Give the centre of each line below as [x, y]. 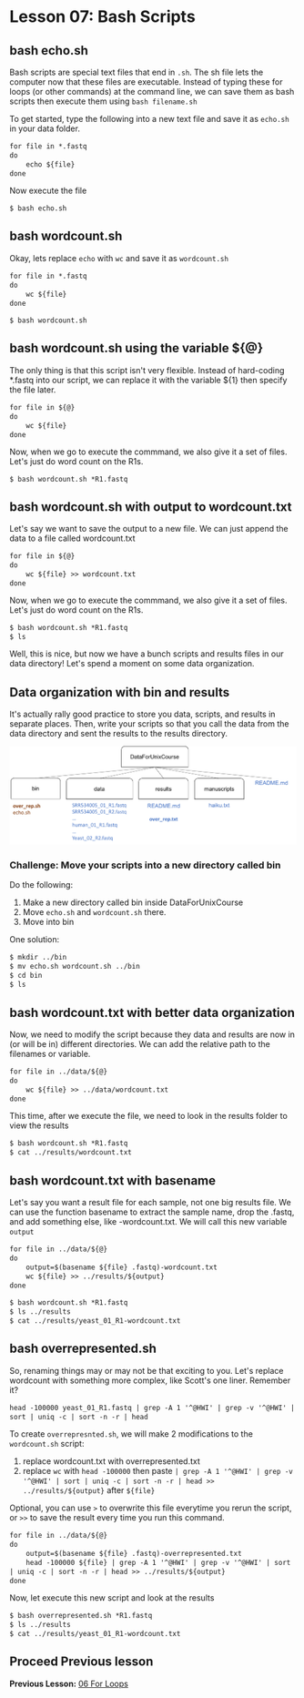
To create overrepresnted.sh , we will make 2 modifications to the [131, 1434]
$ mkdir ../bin [38, 958]
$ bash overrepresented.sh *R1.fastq [81, 1615]
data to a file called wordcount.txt [72, 538]
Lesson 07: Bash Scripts [102, 17]
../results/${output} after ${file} [89, 1490]
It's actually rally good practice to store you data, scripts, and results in [142, 714]
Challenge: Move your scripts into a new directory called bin [145, 865]
